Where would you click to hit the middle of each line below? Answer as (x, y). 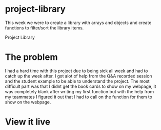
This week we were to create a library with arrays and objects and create (78, 23)
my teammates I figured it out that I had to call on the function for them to (79, 97)
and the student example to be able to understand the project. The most (77, 81)
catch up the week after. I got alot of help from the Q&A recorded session (79, 76)
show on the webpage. (28, 102)
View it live (28, 122)
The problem (31, 57)
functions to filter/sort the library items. (44, 27)
